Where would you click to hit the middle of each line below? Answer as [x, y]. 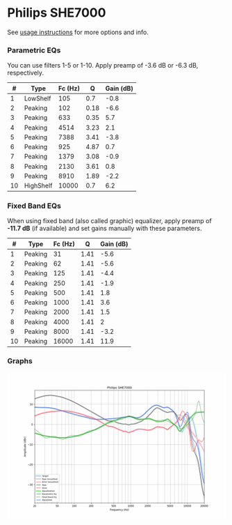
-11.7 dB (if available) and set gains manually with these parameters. [105, 229]
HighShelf [38, 185]
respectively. [25, 73]
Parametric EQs [34, 50]
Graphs [20, 361]
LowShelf [38, 98]
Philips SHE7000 [57, 13]
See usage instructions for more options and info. [78, 32]
